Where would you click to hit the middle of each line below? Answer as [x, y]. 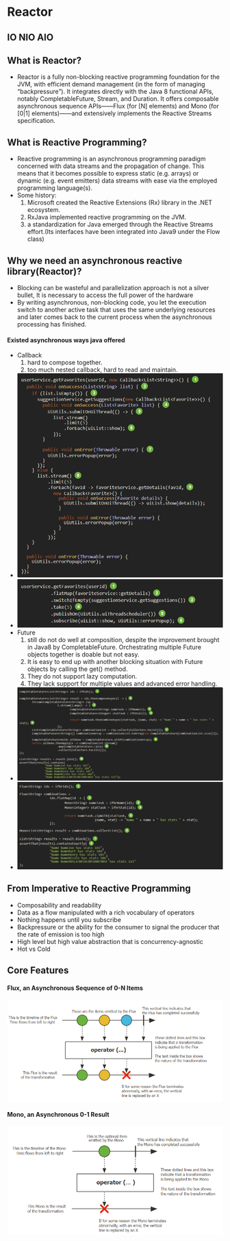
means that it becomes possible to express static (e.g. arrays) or [108, 174]
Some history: [37, 196]
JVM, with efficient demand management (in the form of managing [111, 84]
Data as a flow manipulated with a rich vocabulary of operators [106, 912]
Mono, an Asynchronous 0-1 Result [58, 1115]
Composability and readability [59, 905]
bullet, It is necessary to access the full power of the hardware [105, 295]
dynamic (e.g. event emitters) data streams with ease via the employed [117, 181]
